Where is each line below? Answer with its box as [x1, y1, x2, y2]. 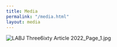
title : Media [6, 8, 38, 14]
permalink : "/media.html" [6, 14, 69, 19]
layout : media [6, 19, 41, 25]
